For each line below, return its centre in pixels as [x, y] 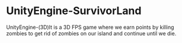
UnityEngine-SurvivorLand [74, 11]
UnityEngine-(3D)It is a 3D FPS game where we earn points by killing [90, 27]
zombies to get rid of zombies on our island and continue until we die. [91, 33]
